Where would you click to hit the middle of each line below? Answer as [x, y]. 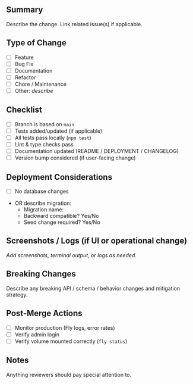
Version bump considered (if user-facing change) [75, 158]
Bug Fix [24, 64]
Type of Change [36, 43]
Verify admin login [37, 334]
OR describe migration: [43, 203]
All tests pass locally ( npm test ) [53, 138]
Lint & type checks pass [44, 144]
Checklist [24, 110]
